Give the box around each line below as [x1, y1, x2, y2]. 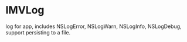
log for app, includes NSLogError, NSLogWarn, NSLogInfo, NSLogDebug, [5, 23, 182, 30]
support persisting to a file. [5, 29, 71, 36]
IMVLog [5, 3, 45, 17]
